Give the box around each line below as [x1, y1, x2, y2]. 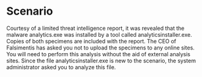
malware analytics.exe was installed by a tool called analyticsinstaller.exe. [6, 31, 192, 38]
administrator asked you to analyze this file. [6, 63, 116, 71]
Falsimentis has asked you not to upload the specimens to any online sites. [6, 44, 195, 51]
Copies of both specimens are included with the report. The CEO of [6, 37, 176, 45]
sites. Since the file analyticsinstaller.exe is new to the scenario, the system [6, 57, 196, 64]
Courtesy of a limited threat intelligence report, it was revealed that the [6, 24, 185, 32]
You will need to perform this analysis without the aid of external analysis [6, 50, 191, 57]
